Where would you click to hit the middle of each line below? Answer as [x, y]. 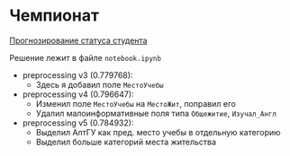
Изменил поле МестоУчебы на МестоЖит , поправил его [136, 103]
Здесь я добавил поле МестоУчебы [100, 84]
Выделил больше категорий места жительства [126, 142]
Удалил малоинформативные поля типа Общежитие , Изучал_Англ [156, 113]
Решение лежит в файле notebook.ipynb [86, 57]
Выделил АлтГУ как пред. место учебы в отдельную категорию [158, 132]
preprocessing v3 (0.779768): [77, 75]
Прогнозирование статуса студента [78, 40]
